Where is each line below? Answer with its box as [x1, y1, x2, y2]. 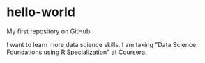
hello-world [6, 4, 76, 20]
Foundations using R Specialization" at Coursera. [6, 48, 147, 56]
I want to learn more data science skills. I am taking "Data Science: [6, 40, 198, 48]
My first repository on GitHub [6, 27, 91, 35]
